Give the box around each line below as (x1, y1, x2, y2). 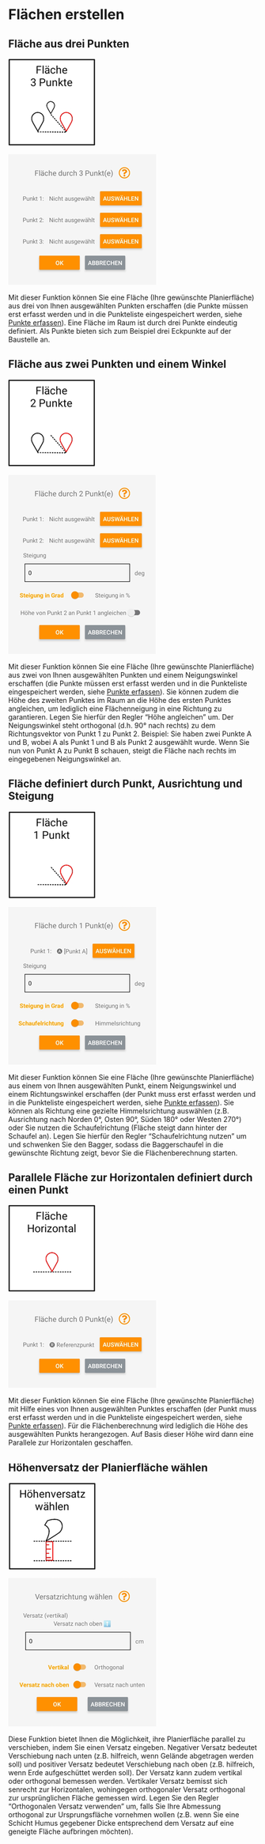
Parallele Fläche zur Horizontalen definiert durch (8, 1171, 253, 1185)
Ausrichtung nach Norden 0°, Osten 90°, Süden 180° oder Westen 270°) (8, 1114, 242, 1124)
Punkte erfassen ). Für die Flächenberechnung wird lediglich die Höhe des (8, 1421, 248, 1430)
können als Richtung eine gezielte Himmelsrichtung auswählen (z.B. (8, 1105, 229, 1116)
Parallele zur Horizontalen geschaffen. (8, 1438, 133, 1448)
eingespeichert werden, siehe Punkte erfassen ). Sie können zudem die (8, 686, 239, 697)
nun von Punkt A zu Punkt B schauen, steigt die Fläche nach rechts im (8, 746, 237, 755)
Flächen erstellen (8, 6, 125, 24)
